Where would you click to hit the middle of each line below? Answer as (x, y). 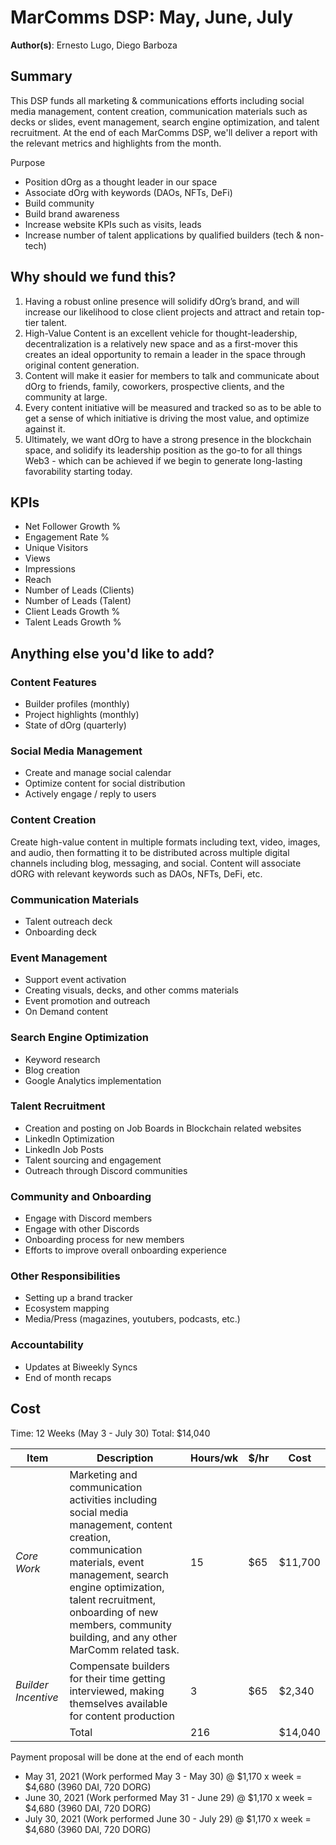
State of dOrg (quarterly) (75, 725)
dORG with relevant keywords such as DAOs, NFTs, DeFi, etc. (136, 873)
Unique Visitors (56, 548)
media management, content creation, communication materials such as (159, 111)
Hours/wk (214, 1458)
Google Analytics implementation (93, 1080)
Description (125, 1458)
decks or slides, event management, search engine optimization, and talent (165, 122)
